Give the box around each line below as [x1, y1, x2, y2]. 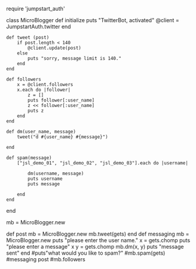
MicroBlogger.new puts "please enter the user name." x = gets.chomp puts [6, 237, 191, 244]
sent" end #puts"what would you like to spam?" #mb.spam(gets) [6, 249, 166, 256]
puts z [27, 108, 44, 114]
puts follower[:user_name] [27, 97, 95, 103]
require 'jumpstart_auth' [6, 5, 65, 12]
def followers [6, 77, 42, 82]
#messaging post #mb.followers [6, 256, 85, 262]
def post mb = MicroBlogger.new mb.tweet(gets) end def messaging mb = [6, 230, 189, 237]
